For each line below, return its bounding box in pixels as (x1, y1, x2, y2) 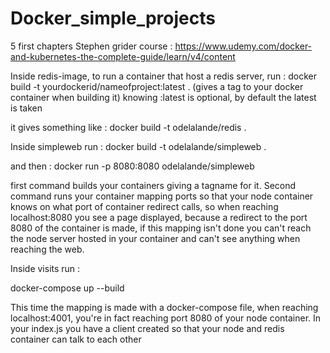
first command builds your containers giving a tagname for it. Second (10, 179, 297, 191)
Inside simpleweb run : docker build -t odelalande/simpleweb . (10, 140, 267, 152)
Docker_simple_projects (10, 7, 216, 30)
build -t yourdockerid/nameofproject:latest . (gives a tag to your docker (10, 80, 304, 92)
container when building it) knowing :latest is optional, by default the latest (10, 91, 317, 103)
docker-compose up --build (10, 282, 125, 294)
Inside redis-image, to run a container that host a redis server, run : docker (10, 70, 318, 82)
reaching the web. (10, 243, 85, 255)
